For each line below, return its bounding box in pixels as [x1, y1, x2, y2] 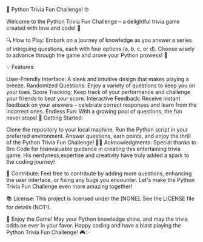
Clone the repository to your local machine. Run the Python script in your [6, 126, 188, 133]
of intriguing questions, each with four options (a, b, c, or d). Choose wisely [6, 45, 195, 52]
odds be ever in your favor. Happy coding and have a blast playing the [6, 222, 182, 229]
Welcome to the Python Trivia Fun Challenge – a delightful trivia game [6, 18, 180, 25]
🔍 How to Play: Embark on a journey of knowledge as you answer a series [6, 36, 192, 44]
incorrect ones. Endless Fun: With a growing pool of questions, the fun [6, 108, 182, 115]
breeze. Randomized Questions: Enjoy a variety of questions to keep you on [6, 82, 196, 89]
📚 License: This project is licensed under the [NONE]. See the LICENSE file [6, 195, 195, 202]
